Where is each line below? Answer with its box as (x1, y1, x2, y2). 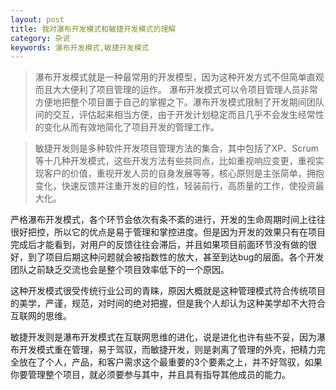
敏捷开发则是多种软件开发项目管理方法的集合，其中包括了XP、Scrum (34, 142, 320, 155)
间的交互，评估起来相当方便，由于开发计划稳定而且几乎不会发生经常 (34, 109, 316, 121)
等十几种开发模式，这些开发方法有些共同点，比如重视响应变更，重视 (34, 155, 316, 167)
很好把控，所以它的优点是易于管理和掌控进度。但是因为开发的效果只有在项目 (10, 226, 326, 238)
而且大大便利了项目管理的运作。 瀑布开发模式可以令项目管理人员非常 (34, 84, 318, 96)
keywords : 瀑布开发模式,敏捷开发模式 (10, 42, 150, 53)
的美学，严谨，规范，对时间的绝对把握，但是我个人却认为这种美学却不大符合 (10, 297, 326, 310)
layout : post (10, 14, 65, 25)
